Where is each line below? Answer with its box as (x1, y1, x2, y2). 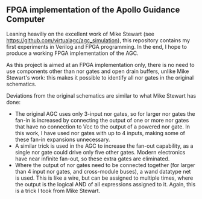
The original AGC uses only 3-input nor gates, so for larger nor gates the (14, 110, 195, 117)
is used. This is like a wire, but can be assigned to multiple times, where (14, 174, 194, 182)
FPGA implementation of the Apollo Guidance (6, 5, 180, 15)
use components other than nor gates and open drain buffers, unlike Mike (6, 68, 189, 75)
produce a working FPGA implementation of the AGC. (6, 49, 139, 57)
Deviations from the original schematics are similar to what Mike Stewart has (6, 92, 197, 99)
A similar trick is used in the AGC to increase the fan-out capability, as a (14, 142, 194, 150)
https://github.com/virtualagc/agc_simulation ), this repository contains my (6, 36, 191, 44)
